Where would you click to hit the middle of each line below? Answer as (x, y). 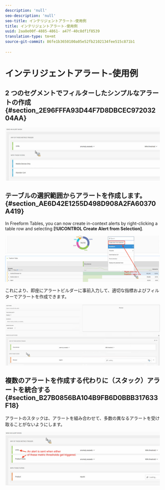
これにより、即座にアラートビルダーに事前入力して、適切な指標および (76, 290)
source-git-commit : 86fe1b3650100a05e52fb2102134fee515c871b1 (70, 42)
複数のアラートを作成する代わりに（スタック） (76, 381)
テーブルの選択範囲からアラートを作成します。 (76, 196)
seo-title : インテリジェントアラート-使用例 (46, 21)
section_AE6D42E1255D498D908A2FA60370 (84, 204)
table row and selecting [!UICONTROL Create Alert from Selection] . (74, 228)
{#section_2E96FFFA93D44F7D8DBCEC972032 (81, 110)
